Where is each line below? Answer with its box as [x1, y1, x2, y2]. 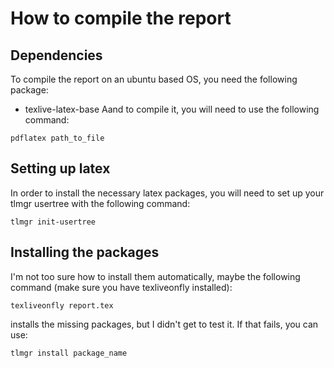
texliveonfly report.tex [10, 300, 114, 311]
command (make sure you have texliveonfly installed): [10, 281, 233, 293]
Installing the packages [10, 244, 160, 261]
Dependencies [10, 47, 103, 64]
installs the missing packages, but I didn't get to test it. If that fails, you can [10, 318, 319, 330]
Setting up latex [10, 160, 111, 177]
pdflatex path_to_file [10, 133, 105, 143]
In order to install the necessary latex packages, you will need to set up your [10, 187, 325, 199]
